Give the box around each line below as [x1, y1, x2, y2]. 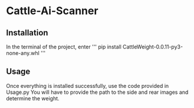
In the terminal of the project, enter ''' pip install [6, 43, 122, 50]
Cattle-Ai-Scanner [6, 4, 98, 18]
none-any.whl [6, 50, 40, 57]
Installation [6, 28, 48, 38]
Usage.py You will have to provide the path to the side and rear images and [6, 89, 189, 96]
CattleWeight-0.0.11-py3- [123, 43, 183, 50]
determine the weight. [6, 94, 60, 102]
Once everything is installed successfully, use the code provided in [6, 82, 169, 89]
